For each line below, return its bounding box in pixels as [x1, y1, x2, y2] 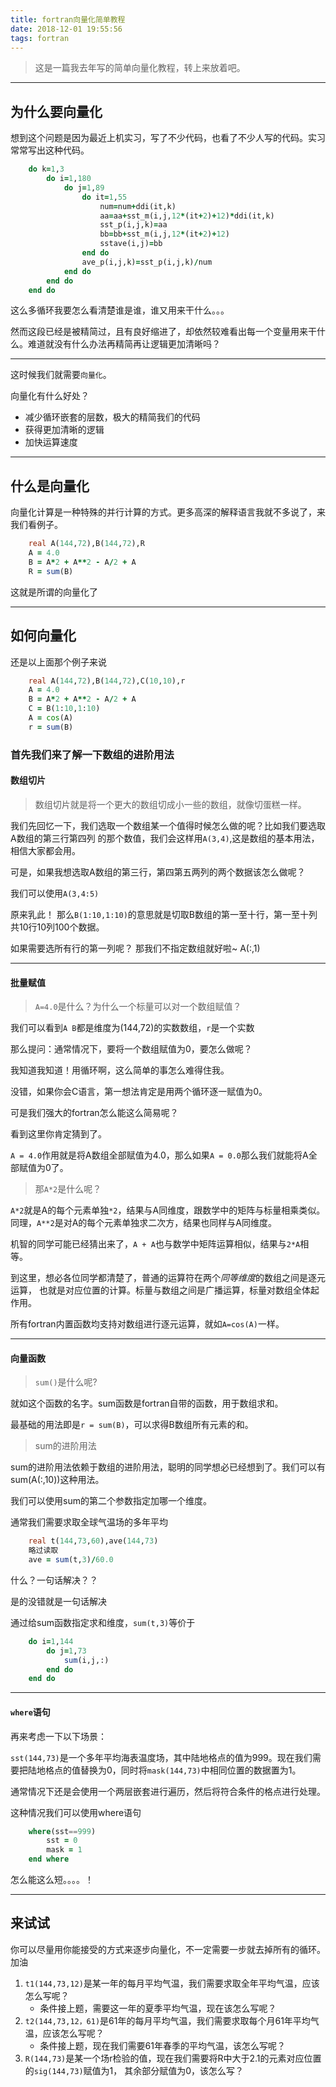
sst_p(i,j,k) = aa [99, 220, 168, 230]
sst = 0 [46, 1836, 78, 1846]
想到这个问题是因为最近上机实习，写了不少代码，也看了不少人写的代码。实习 [10, 132, 326, 144]
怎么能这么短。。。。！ [10, 1874, 94, 1886]
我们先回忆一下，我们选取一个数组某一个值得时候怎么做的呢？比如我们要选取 [10, 819, 326, 831]
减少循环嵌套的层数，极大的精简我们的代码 [24, 411, 201, 423]
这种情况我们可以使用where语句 [10, 1806, 142, 1818]
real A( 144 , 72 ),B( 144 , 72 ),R [28, 539, 145, 549]
